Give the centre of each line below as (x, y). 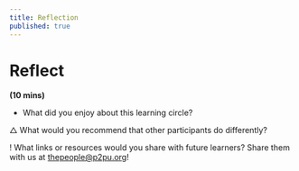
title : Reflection (44, 18)
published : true (40, 26)
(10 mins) (27, 95)
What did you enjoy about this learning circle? (107, 112)
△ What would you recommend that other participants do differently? (139, 130)
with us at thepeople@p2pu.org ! (69, 157)
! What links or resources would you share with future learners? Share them (150, 148)
